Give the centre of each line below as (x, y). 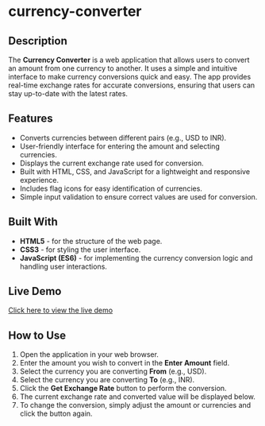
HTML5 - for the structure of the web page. (91, 241)
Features (31, 119)
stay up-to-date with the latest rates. (68, 93)
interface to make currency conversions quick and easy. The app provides (130, 77)
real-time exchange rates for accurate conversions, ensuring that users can (132, 85)
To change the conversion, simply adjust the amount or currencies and (135, 405)
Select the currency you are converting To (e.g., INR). (107, 380)
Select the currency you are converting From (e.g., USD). (113, 371)
